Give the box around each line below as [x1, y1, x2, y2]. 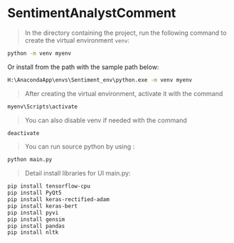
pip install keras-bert [7, 202, 78, 210]
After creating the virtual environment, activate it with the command [24, 89, 223, 97]
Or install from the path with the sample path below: [7, 63, 159, 71]
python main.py [7, 156, 53, 163]
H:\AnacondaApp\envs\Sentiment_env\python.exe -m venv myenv [7, 76, 193, 83]
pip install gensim [7, 215, 65, 223]
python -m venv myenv [7, 50, 72, 57]
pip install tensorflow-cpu [7, 183, 91, 190]
